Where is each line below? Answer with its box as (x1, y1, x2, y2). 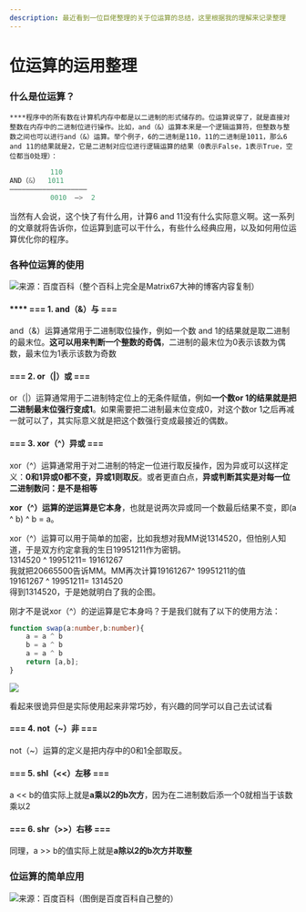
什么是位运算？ (9, 90, 76, 103)
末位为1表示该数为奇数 (33, 348, 117, 360)
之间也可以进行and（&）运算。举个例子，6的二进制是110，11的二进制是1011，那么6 (15, 133, 288, 142)
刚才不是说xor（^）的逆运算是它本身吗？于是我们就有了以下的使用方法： (9, 605, 280, 616)
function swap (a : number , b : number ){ (9, 623, 145, 633)
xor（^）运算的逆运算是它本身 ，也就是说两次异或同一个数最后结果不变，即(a (9, 502, 297, 512)
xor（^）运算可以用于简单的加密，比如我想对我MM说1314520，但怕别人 (9, 532, 279, 543)
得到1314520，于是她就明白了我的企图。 (9, 586, 161, 597)
